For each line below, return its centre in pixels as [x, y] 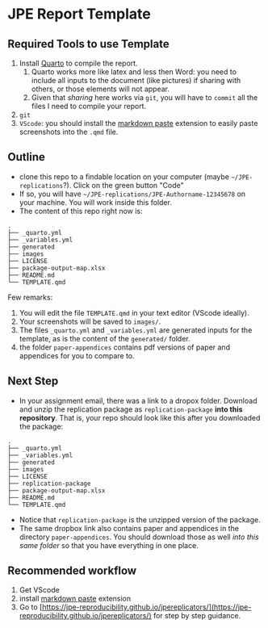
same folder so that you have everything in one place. [109, 545]
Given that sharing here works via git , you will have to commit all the [144, 97]
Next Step [33, 381]
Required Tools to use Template [89, 44]
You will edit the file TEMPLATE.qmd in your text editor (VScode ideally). [134, 312]
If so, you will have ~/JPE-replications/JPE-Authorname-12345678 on [132, 194]
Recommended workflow [72, 571]
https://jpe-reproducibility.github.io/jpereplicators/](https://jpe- [147, 607]
